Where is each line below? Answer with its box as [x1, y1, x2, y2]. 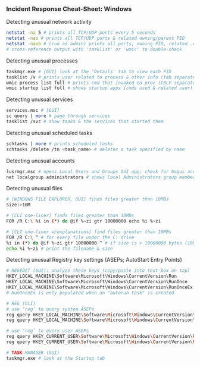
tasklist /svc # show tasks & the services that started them [6, 118, 164, 125]
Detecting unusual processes [6, 57, 78, 64]
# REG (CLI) [6, 300, 36, 306]
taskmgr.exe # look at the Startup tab [6, 355, 105, 361]
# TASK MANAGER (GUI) [6, 350, 60, 356]
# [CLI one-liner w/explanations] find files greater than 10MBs [6, 228, 171, 235]
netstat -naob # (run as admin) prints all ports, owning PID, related [6, 41, 187, 47]
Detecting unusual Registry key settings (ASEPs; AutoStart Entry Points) [6, 256, 183, 264]
